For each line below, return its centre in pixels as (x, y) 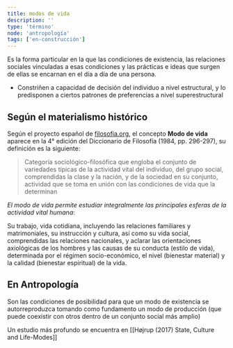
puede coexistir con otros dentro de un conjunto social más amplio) (104, 316)
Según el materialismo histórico (78, 117)
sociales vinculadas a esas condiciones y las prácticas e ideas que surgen (114, 67)
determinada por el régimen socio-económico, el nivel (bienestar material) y (116, 255)
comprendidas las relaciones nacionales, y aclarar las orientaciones (104, 240)
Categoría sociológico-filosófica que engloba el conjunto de (110, 161)
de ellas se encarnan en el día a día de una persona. (82, 74)
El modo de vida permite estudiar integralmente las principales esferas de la (117, 205)
